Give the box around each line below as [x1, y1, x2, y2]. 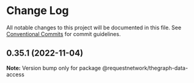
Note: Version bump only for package [6, 64, 101, 71]
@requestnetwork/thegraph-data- [102, 64, 188, 71]
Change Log [6, 4, 69, 18]
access [6, 71, 24, 78]
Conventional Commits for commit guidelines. [6, 30, 121, 37]
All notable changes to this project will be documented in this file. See [6, 24, 182, 31]
